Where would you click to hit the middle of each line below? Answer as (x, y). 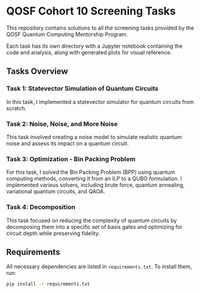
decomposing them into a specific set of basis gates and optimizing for (94, 227)
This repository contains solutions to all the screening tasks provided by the (100, 28)
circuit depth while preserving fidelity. (53, 233)
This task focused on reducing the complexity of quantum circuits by (92, 220)
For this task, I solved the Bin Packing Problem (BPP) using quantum (91, 172)
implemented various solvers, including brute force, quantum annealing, (95, 185)
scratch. (17, 108)
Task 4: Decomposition (41, 207)
